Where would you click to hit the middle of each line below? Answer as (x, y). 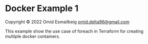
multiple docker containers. (32, 36)
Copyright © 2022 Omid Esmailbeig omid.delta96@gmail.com (67, 22)
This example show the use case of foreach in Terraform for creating (74, 31)
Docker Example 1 (42, 8)
